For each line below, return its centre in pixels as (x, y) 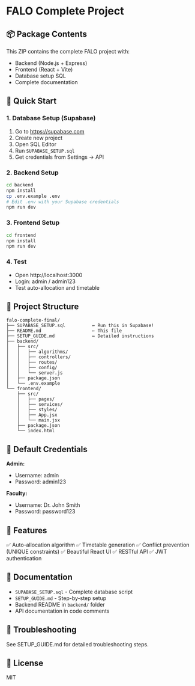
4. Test (16, 262)
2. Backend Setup (32, 173)
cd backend (20, 185)
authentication (24, 559)
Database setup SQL (40, 76)
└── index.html (36, 431)
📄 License (25, 663)
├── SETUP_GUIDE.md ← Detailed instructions (80, 336)
